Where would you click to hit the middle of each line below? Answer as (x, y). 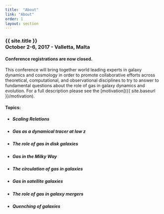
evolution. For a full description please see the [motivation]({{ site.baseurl (80, 91)
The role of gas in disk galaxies (45, 144)
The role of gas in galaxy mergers (48, 194)
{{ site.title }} (21, 41)
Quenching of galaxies (36, 207)
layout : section (22, 24)
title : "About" (22, 10)
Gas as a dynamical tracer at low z (49, 131)
